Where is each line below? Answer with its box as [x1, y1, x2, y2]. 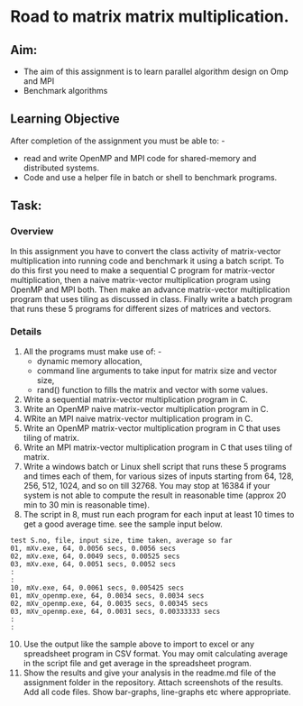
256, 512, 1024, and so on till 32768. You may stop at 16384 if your [23, 480, 271, 491]
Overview [10, 225, 54, 238]
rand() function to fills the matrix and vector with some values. [36, 384, 269, 395]
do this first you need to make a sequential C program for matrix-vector [10, 264, 276, 276]
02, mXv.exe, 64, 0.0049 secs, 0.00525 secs [10, 552, 180, 561]
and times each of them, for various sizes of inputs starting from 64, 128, [23, 471, 294, 481]
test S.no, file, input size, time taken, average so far [10, 536, 233, 545]
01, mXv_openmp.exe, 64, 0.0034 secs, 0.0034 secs [10, 591, 205, 601]
